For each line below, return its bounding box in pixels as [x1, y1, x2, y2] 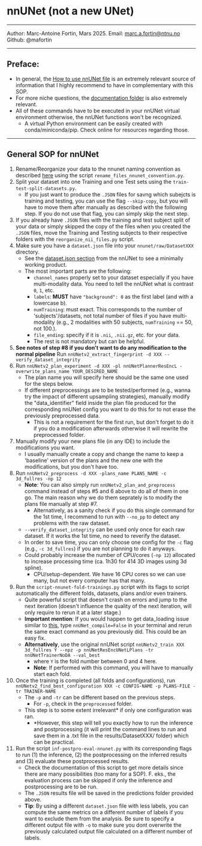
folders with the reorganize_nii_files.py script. [15, 236, 135, 243]
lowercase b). [33, 299, 68, 306]
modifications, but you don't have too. [24, 463, 119, 470]
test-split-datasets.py [15, 185, 76, 192]
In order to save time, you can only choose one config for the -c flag [24, 538, 194, 546]
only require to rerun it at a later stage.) [24, 609, 122, 616]
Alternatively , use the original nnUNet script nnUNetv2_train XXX [24, 641, 185, 648]
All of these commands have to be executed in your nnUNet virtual [15, 107, 180, 114]
